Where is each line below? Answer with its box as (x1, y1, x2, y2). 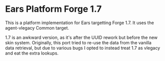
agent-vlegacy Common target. (5, 25, 69, 30)
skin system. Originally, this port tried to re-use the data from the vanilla (5, 39, 152, 45)
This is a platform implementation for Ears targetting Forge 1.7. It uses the (5, 20, 155, 26)
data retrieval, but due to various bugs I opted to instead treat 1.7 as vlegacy (5, 45, 160, 51)
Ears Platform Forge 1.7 (5, 3, 102, 15)
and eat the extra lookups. (5, 50, 58, 56)
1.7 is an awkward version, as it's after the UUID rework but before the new (5, 34, 158, 40)
